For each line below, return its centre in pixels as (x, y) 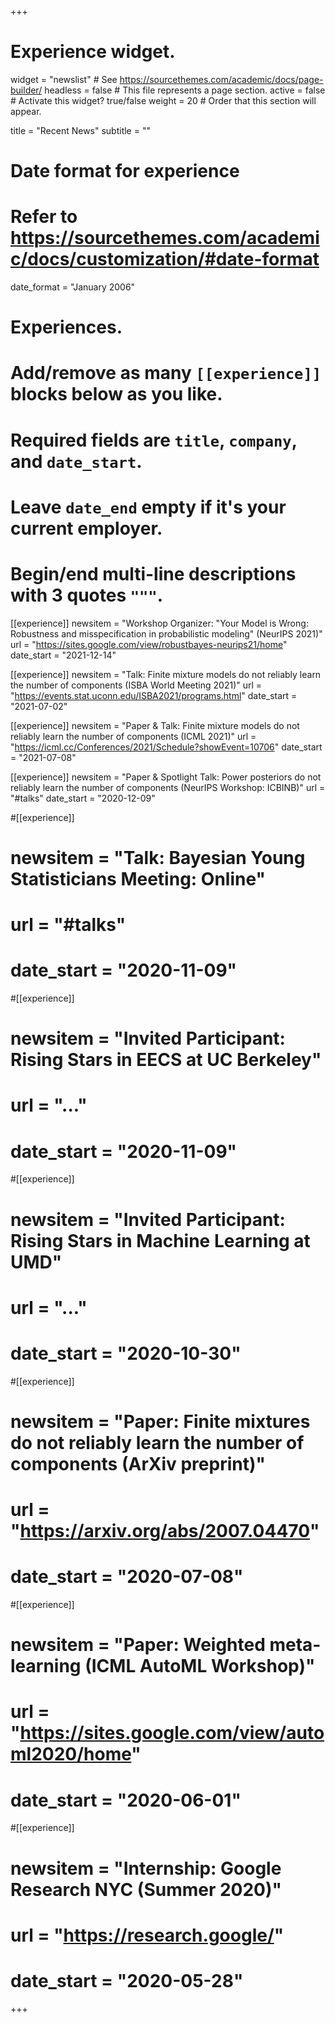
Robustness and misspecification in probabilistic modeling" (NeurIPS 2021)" (166, 633)
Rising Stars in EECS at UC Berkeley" (166, 1060)
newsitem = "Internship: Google (146, 1868)
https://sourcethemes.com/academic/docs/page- (221, 79)
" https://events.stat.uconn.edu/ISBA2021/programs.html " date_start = (154, 695)
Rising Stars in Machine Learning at (160, 1240)
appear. (26, 111)
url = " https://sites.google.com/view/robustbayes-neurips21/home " (149, 644)
